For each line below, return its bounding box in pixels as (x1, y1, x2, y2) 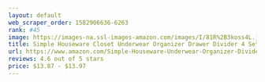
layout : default (8, 11, 62, 20)
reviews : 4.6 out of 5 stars (8, 55, 104, 63)
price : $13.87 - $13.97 (8, 62, 87, 70)
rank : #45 (8, 26, 41, 34)
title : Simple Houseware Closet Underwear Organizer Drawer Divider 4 (8, 41, 245, 48)
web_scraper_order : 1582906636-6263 (8, 19, 129, 27)
